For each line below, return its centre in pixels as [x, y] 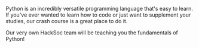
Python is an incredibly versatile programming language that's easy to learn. [99, 9]
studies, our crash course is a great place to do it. [67, 21]
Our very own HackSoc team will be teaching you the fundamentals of [92, 33]
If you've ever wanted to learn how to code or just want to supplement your [98, 15]
